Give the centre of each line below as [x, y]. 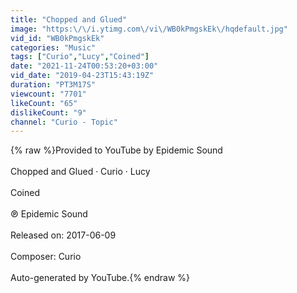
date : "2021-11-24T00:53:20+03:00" [84, 66]
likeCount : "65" [44, 103]
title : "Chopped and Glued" [69, 19]
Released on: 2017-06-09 [63, 235]
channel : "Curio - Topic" [64, 122]
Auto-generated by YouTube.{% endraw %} [100, 278]
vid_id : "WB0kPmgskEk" [57, 38]
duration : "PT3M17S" [53, 85]
